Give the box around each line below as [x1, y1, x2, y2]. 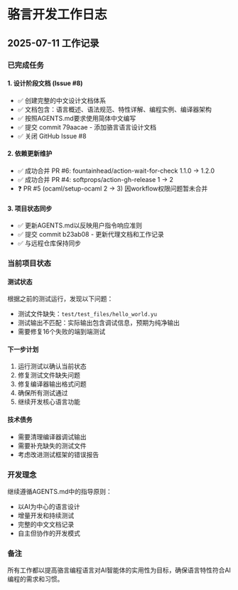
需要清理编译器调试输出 [17, 432, 87, 441]
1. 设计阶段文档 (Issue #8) [7, 79, 83, 87]
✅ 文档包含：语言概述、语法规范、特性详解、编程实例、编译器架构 [17, 104, 212, 114]
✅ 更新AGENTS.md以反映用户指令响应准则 [17, 221, 143, 230]
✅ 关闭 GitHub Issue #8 [17, 132, 87, 140]
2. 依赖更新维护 [7, 149, 53, 158]
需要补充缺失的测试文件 [17, 441, 87, 450]
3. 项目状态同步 [7, 204, 53, 213]
